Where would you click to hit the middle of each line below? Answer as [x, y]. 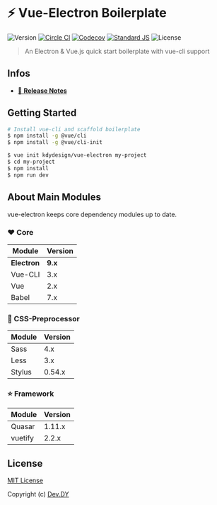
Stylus [21, 372]
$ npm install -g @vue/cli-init [55, 143]
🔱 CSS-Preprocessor [43, 318]
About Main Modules [54, 198]
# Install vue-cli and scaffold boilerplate [74, 129]
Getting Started [42, 113]
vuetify [22, 438]
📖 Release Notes [42, 90]
